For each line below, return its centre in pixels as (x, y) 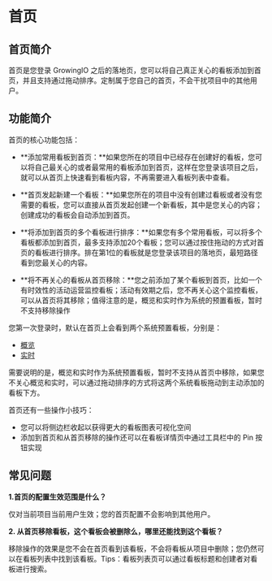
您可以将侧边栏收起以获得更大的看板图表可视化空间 (106, 427)
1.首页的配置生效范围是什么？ (58, 496)
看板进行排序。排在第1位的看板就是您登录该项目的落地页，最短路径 (146, 252)
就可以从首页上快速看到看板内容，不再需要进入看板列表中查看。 (127, 177)
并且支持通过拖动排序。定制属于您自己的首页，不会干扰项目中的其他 (136, 80)
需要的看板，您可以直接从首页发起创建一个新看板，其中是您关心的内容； (141, 205)
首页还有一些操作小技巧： (51, 410)
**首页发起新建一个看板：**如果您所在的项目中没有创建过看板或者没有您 (141, 194)
